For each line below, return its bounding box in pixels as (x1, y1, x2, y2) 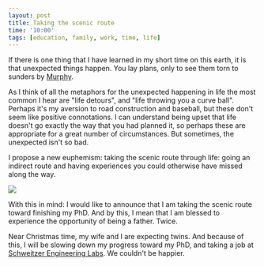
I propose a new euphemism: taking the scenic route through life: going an (8, 153, 251, 163)
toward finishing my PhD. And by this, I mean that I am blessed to (8, 208, 220, 218)
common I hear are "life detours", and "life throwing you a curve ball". (8, 96, 235, 105)
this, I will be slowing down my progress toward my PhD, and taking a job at (8, 240, 255, 249)
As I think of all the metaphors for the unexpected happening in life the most (8, 88, 256, 97)
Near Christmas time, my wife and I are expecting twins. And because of (8, 232, 244, 242)
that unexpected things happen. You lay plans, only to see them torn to (8, 64, 239, 73)
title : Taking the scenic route (8, 19, 115, 27)
